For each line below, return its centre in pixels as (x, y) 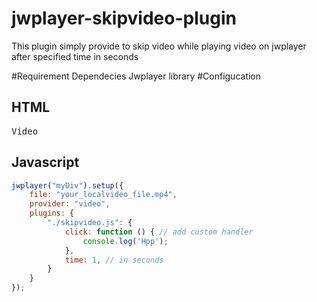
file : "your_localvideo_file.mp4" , (103, 195)
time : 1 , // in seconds (114, 260)
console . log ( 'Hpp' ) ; (125, 241)
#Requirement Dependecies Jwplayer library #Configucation (136, 76)
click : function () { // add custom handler (159, 232)
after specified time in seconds (75, 56)
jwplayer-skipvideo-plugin (124, 18)
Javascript (45, 162)
